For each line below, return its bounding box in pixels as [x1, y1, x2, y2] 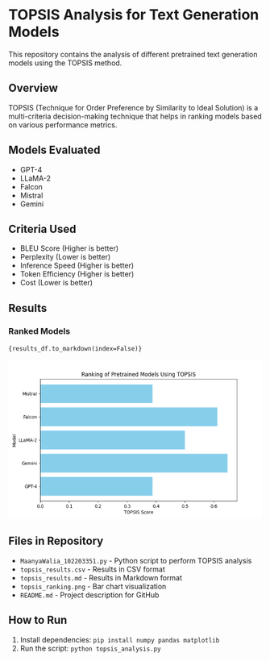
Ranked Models [8, 325, 71, 336]
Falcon [19, 181, 43, 191]
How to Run [8, 613, 68, 627]
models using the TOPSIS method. [8, 58, 123, 68]
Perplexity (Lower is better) [19, 252, 111, 262]
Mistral [19, 190, 44, 200]
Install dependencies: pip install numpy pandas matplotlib [19, 634, 220, 644]
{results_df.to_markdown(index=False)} [8, 345, 143, 353]
